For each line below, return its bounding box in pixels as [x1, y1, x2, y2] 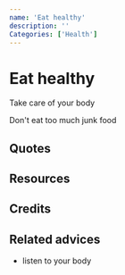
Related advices [9, 231, 101, 246]
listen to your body [21, 255, 92, 266]
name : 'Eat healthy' [9, 12, 87, 22]
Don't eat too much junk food [9, 115, 117, 126]
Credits [9, 202, 52, 217]
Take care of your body [9, 97, 96, 108]
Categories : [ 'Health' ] [9, 29, 98, 38]
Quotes [9, 140, 52, 156]
